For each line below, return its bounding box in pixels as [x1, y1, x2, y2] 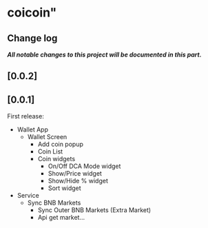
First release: [7, 112, 45, 121]
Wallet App [17, 125, 49, 134]
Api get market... [37, 214, 85, 222]
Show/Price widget [48, 169, 102, 178]
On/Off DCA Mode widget [48, 162, 121, 170]
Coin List [37, 147, 63, 156]
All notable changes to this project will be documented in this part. [7, 50, 202, 59]
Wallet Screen [27, 133, 67, 141]
